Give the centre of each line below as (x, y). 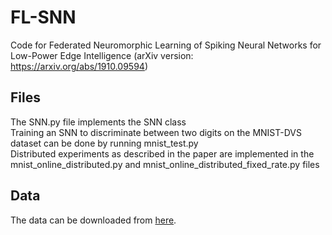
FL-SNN (43, 17)
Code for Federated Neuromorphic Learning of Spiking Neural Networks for (166, 45)
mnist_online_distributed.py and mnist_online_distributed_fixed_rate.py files (165, 164)
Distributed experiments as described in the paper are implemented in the (162, 153)
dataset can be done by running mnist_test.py (104, 143)
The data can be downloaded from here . (93, 220)
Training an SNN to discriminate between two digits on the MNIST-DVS (156, 132)
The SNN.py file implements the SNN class (98, 122)
